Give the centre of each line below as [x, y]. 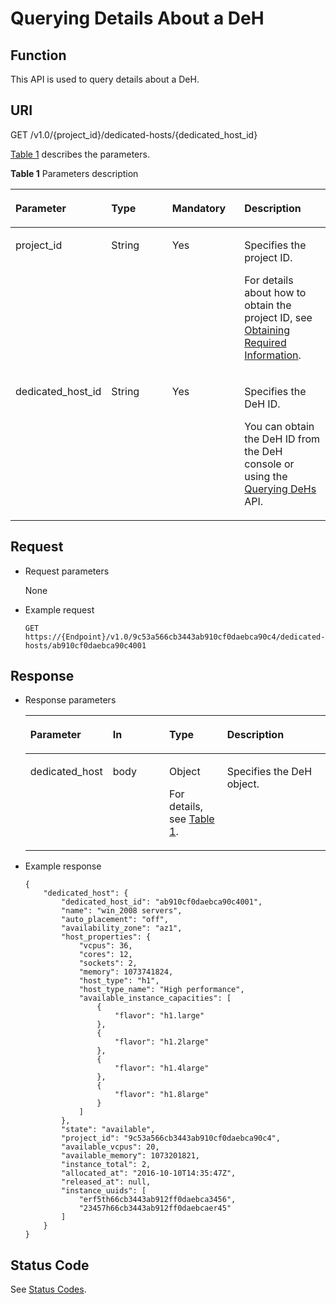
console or [269, 464]
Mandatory [199, 208]
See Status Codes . [48, 1289]
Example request [59, 609]
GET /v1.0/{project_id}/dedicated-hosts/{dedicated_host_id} [134, 134]
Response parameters [70, 700]
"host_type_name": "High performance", [161, 990]
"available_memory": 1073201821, [130, 1156]
